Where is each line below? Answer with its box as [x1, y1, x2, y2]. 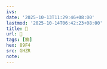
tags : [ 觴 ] [6, 37, 33, 43]
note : [6, 53, 20, 59]
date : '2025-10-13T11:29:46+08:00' [6, 14, 95, 20]
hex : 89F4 [6, 43, 31, 49]
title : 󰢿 [6, 25, 28, 32]
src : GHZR [6, 48, 31, 54]
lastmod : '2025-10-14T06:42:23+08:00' [6, 20, 103, 26]
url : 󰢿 [6, 31, 23, 37]
